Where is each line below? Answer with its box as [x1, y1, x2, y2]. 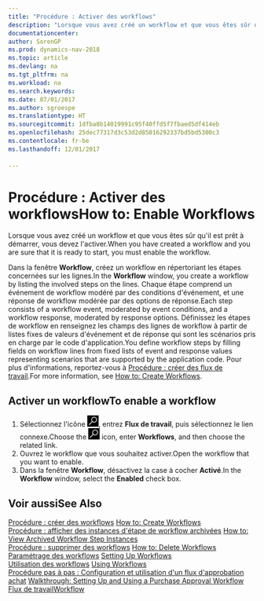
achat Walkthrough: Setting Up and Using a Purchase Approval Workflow [8, 576, 244, 585]
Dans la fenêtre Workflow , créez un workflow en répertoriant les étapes [8, 263, 241, 273]
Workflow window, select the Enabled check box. [19, 474, 182, 483]
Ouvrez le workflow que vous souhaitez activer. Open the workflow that [19, 449, 250, 459]
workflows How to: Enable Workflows [8, 205, 255, 223]
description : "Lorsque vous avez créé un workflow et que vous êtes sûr [8, 20, 251, 29]
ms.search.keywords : [8, 87, 76, 95]
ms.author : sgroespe [8, 104, 76, 112]
